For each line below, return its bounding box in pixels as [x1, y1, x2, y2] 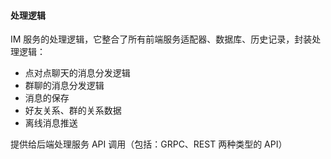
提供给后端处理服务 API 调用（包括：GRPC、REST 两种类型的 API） [10, 138, 288, 150]
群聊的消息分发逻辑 [24, 80, 105, 92]
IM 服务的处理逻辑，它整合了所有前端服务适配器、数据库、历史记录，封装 [10, 33, 313, 45]
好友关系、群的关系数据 [24, 105, 122, 117]
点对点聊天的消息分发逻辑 [24, 67, 131, 79]
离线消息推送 [24, 117, 78, 129]
